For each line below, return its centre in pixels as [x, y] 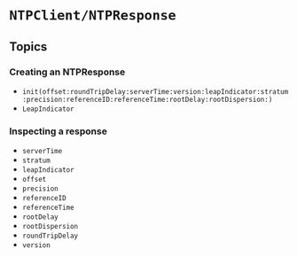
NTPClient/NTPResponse [93, 16]
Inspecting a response [59, 131]
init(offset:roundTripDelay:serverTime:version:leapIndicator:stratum [155, 91]
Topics [28, 47]
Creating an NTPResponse [67, 72]
